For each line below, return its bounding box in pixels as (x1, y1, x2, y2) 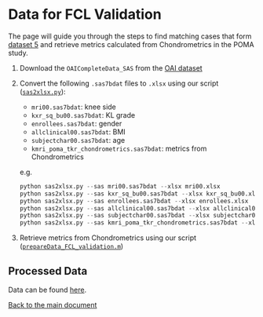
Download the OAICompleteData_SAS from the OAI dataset (19, 63, 203, 72)
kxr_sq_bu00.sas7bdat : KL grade (31, 110, 136, 119)
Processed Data (8, 264, 88, 278)
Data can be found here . (8, 285, 87, 294)
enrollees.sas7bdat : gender (31, 118, 122, 128)
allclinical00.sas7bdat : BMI (31, 127, 126, 137)
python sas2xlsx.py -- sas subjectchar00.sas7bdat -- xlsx (19, 212, 210, 220)
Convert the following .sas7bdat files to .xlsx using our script (19, 78, 219, 88)
